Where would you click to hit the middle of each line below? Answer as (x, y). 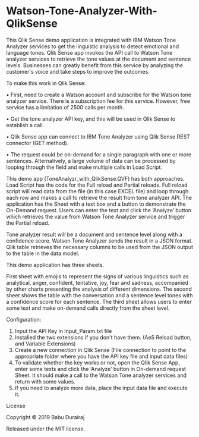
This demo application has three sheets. (55, 265)
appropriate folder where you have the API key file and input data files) (101, 356)
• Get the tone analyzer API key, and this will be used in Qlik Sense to (91, 119)
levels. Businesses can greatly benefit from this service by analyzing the (94, 65)
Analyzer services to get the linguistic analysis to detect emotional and (93, 46)
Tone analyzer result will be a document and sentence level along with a (94, 234)
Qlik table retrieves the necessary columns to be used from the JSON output (100, 247)
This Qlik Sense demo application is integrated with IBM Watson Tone (91, 40)
